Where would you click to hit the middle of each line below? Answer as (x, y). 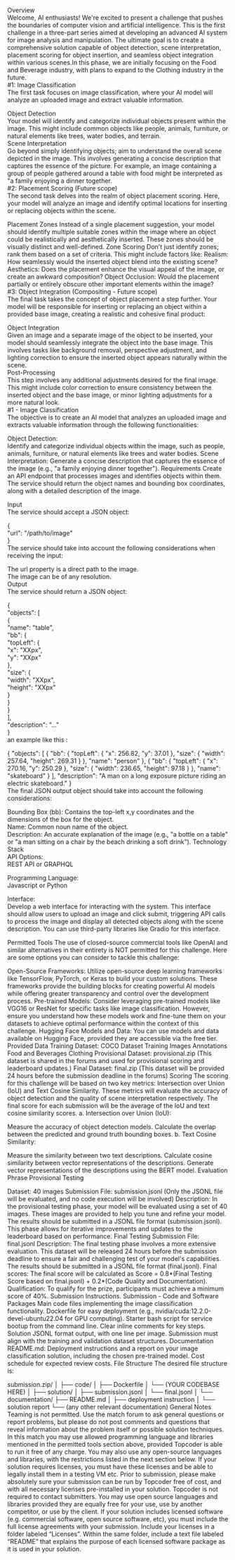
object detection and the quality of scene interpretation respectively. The (113, 1098)
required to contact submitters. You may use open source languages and (113, 1497)
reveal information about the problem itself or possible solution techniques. (116, 1429)
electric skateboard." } (40, 783)
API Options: (25, 857)
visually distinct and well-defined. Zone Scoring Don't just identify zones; (113, 247)
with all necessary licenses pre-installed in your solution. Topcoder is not (113, 1489)
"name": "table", (31, 628)
